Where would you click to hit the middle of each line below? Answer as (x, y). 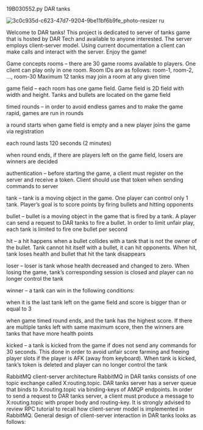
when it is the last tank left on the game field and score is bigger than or (97, 302)
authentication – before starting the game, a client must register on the (95, 173)
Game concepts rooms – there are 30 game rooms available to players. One (101, 64)
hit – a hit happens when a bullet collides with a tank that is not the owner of (101, 241)
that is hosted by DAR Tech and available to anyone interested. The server (99, 39)
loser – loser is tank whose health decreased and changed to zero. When (98, 266)
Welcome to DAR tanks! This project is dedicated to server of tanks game (98, 32)
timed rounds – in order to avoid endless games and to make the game (95, 107)
